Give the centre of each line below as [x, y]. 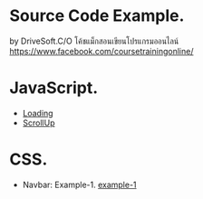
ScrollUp [39, 123]
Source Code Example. [97, 16]
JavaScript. [54, 88]
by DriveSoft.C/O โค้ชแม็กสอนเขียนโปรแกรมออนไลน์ [94, 41]
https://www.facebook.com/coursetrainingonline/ [101, 51]
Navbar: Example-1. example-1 [80, 184]
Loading [38, 113]
